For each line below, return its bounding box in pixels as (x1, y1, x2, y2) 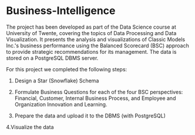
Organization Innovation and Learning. (14, 101, 107, 108)
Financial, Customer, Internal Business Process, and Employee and (14, 95, 176, 102)
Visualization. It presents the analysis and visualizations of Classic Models (6, 36, 186, 43)
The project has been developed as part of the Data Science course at (6, 23, 176, 30)
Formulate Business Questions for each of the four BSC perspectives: (14, 88, 183, 95)
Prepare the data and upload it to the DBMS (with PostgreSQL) (14, 112, 166, 119)
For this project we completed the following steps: (6, 65, 127, 72)
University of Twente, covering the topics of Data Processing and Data (6, 29, 177, 36)
